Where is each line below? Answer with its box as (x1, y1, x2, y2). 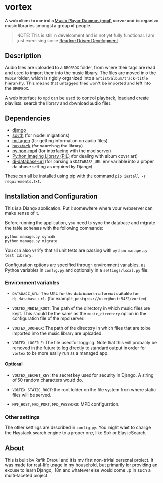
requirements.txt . (5, 178, 41, 184)
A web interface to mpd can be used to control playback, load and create (5, 95, 149, 101)
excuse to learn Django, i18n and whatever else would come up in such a (5, 467, 151, 473)
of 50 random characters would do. (12, 377, 84, 383)
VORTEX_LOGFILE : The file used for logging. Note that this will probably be (12, 339, 157, 345)
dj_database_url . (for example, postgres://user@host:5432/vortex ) (12, 295, 147, 301)
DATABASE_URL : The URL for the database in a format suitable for (12, 290, 139, 296)
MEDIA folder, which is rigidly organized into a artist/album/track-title (5, 75, 148, 81)
